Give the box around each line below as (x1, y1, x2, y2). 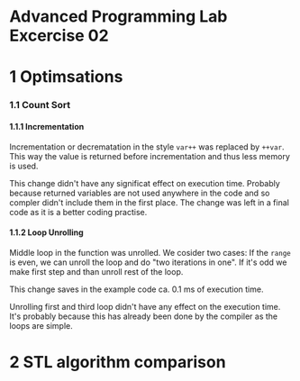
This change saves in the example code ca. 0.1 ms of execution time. (9, 284, 264, 295)
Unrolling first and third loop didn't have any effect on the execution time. (9, 301, 281, 312)
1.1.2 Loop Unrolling (9, 227, 84, 238)
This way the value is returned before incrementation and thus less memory (9, 150, 291, 161)
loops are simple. (9, 320, 74, 331)
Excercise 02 (9, 25, 110, 46)
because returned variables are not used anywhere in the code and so (9, 187, 270, 198)
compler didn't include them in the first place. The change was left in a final (9, 196, 290, 208)
